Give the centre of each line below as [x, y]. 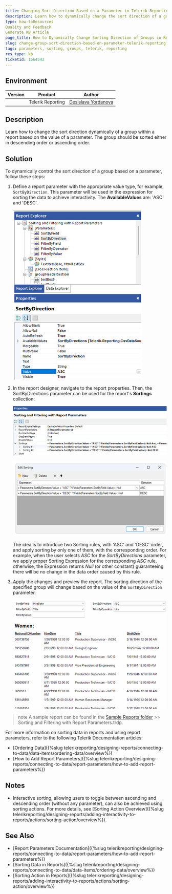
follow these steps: [25, 177]
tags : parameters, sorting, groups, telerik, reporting [66, 49]
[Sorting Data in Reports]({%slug [47, 864]
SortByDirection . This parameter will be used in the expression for [83, 192]
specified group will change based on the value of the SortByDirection [87, 587]
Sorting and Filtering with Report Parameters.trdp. [70, 722]
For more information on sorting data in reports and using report [73, 732]
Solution [19, 159]
